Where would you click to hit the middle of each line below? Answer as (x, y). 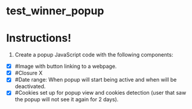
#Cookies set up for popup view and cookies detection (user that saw (100, 93)
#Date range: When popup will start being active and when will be (96, 80)
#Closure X (29, 73)
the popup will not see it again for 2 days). (66, 99)
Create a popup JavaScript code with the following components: (94, 55)
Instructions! (39, 38)
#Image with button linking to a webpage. (66, 66)
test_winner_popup (55, 11)
